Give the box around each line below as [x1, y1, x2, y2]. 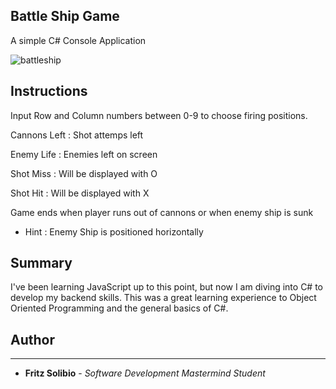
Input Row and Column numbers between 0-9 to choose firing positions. [10, 109, 308, 121]
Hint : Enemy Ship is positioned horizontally [24, 225, 204, 238]
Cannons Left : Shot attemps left [10, 129, 144, 141]
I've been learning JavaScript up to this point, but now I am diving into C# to [10, 281, 324, 293]
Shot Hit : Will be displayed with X [10, 187, 150, 199]
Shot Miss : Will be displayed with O [10, 167, 158, 179]
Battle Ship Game [10, 8, 120, 25]
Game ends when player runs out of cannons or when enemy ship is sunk [10, 206, 314, 218]
